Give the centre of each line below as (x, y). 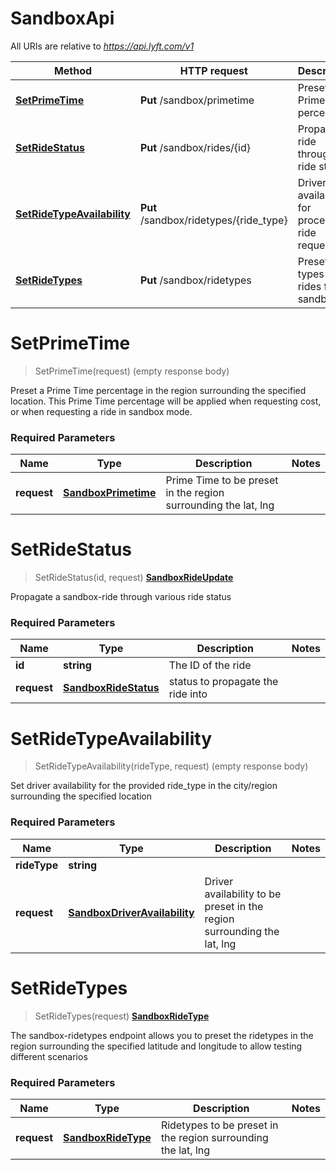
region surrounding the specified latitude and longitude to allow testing (156, 1046)
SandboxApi (62, 18)
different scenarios (49, 1056)
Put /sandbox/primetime (197, 100)
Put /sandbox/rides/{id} (196, 147)
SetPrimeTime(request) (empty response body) (132, 371)
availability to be (243, 894)
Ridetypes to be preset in (219, 1125)
